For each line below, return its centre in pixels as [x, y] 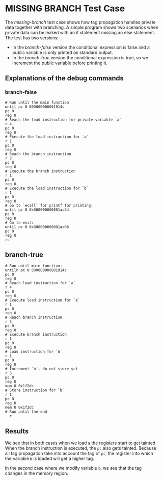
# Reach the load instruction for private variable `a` [63, 120]
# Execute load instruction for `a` [42, 300]
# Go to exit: [20, 223]
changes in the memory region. [37, 473]
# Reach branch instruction [34, 317]
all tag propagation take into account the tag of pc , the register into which [79, 454]
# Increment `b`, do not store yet [41, 369]
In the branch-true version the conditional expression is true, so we [80, 57]
